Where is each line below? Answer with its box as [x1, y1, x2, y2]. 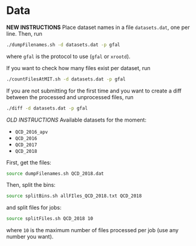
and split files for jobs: [6, 204, 62, 212]
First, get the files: [6, 158, 51, 166]
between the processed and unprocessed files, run [6, 93, 134, 100]
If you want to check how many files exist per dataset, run [6, 64, 151, 71]
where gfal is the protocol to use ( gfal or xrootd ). [6, 53, 131, 60]
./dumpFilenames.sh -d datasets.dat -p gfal [6, 42, 120, 48]
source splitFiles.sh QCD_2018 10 [6, 216, 94, 222]
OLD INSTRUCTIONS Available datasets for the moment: [6, 116, 147, 123]
